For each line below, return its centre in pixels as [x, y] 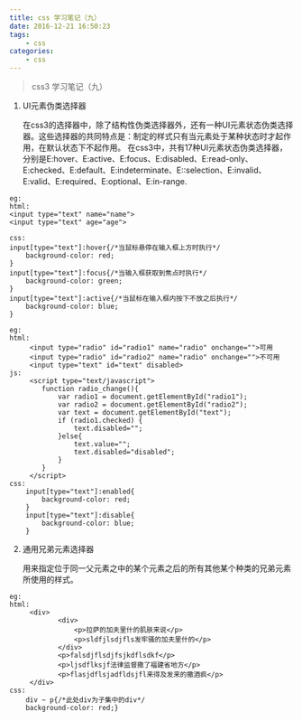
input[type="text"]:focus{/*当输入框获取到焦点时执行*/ [108, 273]
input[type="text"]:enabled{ [80, 492]
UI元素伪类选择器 [54, 106]
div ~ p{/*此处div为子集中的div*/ [86, 700]
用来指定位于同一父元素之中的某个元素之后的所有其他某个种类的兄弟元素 [156, 568]
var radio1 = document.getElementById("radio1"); [152, 397]
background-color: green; [74, 281]
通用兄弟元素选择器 [58, 549]
